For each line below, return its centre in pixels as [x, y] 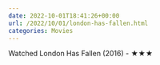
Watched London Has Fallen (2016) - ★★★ [81, 54]
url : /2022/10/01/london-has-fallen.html [78, 23]
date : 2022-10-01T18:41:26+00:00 [64, 16]
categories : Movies [41, 30]
